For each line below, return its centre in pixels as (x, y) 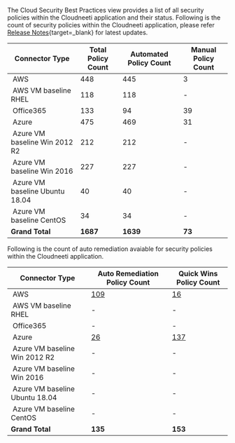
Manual (204, 50)
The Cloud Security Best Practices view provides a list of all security (106, 10)
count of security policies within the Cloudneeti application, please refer (111, 25)
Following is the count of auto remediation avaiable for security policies (110, 249)
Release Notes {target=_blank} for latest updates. (78, 32)
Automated (150, 54)
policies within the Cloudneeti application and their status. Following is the (114, 18)
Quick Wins (198, 274)
